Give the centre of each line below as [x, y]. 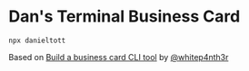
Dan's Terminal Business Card [124, 17]
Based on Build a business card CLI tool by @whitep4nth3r [119, 57]
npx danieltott [37, 40]
